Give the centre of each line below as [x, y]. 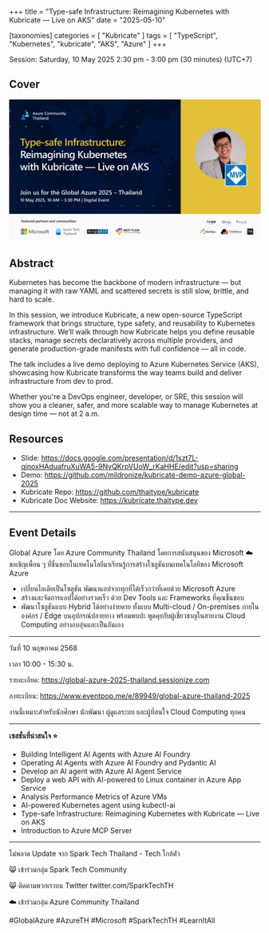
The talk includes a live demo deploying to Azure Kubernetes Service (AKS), [134, 364]
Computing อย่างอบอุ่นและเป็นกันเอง [72, 624]
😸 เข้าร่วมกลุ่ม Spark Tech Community [68, 869]
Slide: [30, 457]
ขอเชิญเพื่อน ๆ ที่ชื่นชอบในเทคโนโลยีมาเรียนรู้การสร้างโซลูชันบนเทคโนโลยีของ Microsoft [126, 564]
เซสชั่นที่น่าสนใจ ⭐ [34, 735]
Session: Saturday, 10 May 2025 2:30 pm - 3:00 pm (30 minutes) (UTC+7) [131, 59]
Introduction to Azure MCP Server [76, 830]
